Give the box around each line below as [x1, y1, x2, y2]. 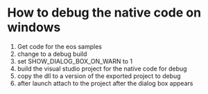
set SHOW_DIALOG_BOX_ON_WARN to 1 [17, 57, 133, 65]
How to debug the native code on [7, 5, 202, 21]
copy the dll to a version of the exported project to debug [17, 71, 182, 80]
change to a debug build [17, 50, 87, 58]
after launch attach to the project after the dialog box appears [17, 79, 193, 87]
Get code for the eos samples [17, 42, 103, 50]
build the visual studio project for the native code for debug [17, 64, 187, 73]
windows [7, 19, 61, 35]
